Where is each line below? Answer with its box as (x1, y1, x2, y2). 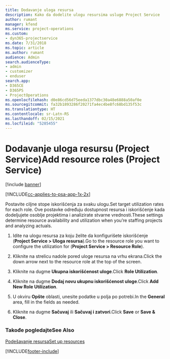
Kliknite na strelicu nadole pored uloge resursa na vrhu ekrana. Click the (12, 253, 162, 259)
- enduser (5, 74, 26, 79)
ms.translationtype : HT (5, 107, 56, 112)
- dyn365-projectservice (5, 36, 58, 41)
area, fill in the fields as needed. (12, 298, 80, 305)
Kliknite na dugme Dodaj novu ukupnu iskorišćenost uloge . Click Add (12, 278, 159, 284)
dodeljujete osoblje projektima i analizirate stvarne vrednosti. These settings (5, 212, 163, 218)
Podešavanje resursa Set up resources (5, 338, 85, 344)
